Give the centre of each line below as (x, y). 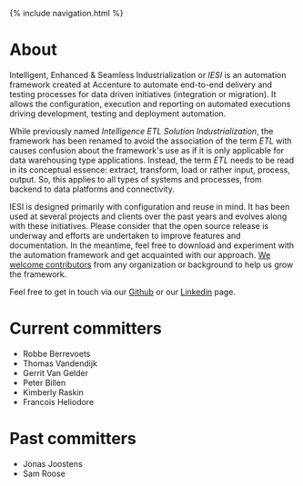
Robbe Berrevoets (56, 353)
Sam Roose (44, 473)
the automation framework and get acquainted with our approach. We (140, 254)
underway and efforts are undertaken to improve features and (125, 235)
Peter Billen (44, 382)
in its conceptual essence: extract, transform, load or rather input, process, (150, 169)
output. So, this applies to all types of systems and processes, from (136, 179)
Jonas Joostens (53, 463)
